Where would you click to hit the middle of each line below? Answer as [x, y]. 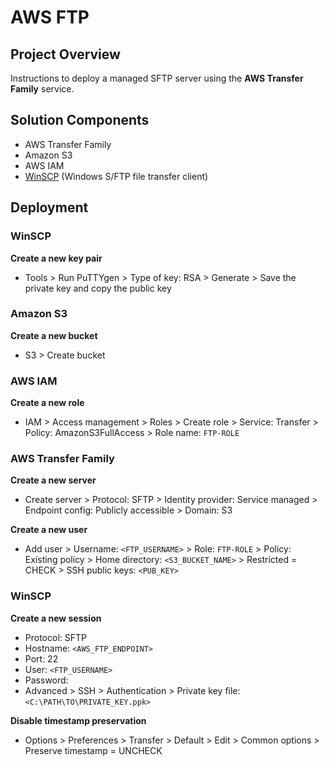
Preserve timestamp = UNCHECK [93, 750]
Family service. [42, 89]
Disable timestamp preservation [78, 720]
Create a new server [53, 480]
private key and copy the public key [98, 288]
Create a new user [49, 530]
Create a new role [47, 403]
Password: [46, 680]
